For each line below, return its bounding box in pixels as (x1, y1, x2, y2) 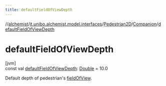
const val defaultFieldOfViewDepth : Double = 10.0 (5, 65, 108, 71)
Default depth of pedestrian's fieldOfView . (5, 75, 92, 81)
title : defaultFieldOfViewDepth (5, 7, 72, 12)
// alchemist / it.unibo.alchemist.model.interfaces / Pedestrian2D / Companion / (5, 21, 158, 27)
